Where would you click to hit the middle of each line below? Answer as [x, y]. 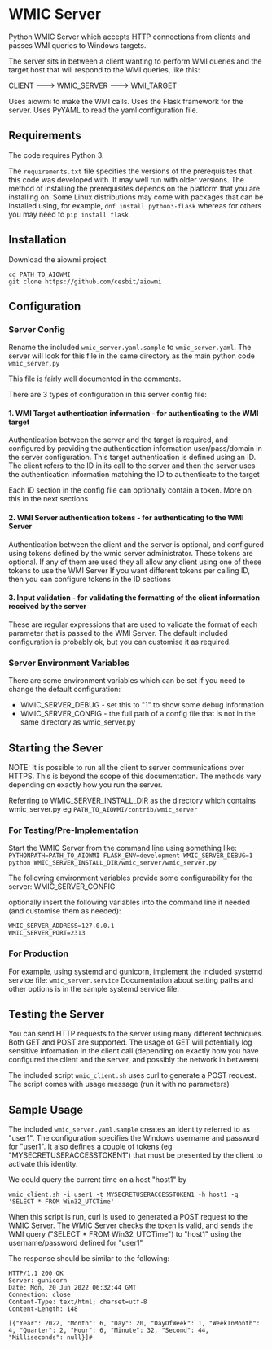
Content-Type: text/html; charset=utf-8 [78, 1302]
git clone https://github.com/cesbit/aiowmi [85, 282]
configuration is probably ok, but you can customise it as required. [120, 642]
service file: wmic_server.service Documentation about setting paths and [131, 980]
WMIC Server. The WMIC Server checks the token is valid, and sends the [131, 1225]
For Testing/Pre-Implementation [73, 830]
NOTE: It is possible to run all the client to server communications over [127, 767]
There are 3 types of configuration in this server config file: [108, 395]
